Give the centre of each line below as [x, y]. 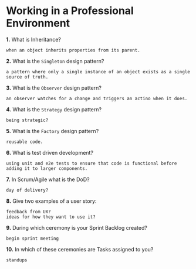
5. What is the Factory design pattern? [53, 131]
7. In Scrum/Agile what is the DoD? [48, 179]
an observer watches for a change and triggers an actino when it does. [97, 98]
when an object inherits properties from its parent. [73, 50]
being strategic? [27, 120]
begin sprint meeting [33, 239]
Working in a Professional [70, 11]
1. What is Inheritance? [34, 39]
